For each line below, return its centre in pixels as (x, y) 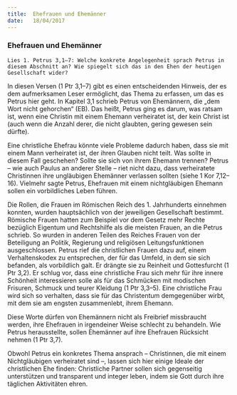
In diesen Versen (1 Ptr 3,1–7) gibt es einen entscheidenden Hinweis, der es (117, 86)
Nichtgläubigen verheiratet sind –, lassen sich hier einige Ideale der (106, 361)
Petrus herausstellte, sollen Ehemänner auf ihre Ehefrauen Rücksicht (108, 332)
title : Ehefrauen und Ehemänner (57, 14)
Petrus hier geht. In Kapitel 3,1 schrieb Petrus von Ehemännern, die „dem (114, 101)
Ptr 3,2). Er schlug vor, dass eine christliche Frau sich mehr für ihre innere (115, 272)
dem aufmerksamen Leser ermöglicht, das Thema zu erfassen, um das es (116, 93)
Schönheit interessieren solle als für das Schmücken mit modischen (107, 280)
